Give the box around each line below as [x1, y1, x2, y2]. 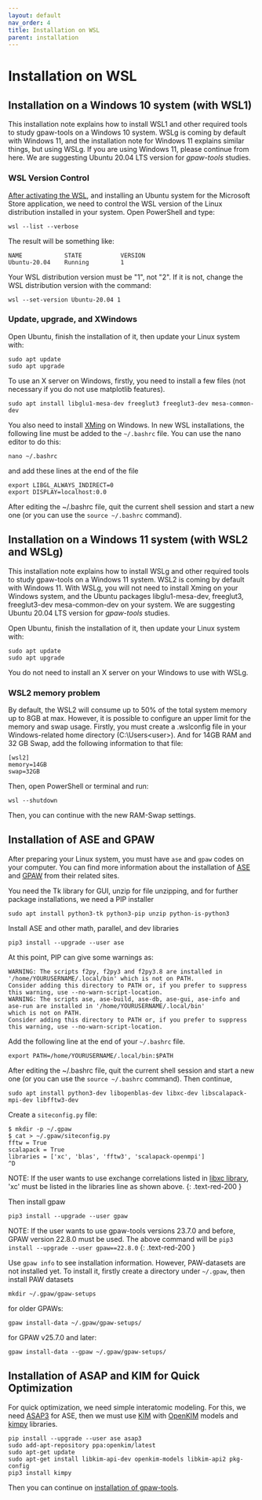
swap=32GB [8, 767, 41, 775]
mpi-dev [8, 1095, 34, 1104]
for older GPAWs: [8, 1303, 64, 1313]
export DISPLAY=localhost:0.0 [8, 488, 107, 496]
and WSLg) [8, 545, 64, 559]
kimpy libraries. [8, 1419, 58, 1428]
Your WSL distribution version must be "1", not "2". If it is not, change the [8, 272, 243, 282]
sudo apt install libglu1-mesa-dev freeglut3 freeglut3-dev [8, 399, 209, 408]
